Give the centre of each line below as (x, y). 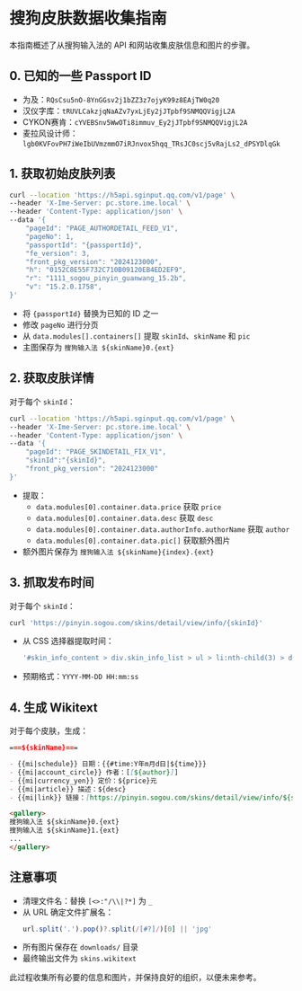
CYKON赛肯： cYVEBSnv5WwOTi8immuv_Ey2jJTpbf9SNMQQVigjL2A (135, 121)
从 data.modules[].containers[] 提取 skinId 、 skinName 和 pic (136, 336)
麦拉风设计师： (50, 133)
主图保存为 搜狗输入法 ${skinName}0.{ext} (98, 347)
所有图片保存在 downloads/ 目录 (80, 947)
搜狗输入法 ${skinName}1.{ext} (64, 831)
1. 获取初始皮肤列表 (62, 174)
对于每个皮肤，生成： (49, 731)
